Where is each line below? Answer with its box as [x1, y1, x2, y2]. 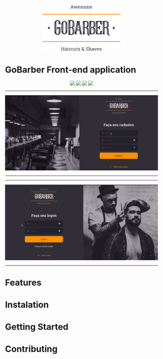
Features [5, 277, 42, 288]
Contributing [5, 343, 58, 355]
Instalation [5, 299, 49, 310]
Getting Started [5, 322, 69, 332]
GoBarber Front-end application [5, 65, 136, 75]
